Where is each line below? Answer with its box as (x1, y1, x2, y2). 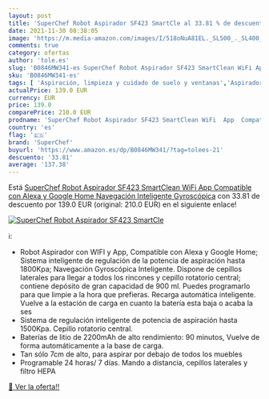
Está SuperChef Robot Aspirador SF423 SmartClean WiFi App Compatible (8, 183, 252, 192)
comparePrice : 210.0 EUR (8, 109, 91, 117)
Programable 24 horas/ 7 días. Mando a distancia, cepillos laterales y (19, 358, 248, 368)
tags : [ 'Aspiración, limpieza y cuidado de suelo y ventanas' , (8, 79, 227, 87)
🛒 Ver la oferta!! (8, 382, 60, 392)
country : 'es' (8, 123, 56, 131)
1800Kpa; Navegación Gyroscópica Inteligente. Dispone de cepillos (19, 264, 243, 274)
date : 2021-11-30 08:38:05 (8, 26, 98, 34)
